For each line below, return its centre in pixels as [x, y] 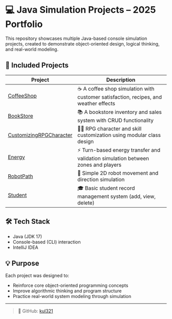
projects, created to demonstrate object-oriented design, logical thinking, [82, 43]
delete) [86, 202]
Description [121, 80]
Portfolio [24, 24]
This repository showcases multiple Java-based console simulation [76, 38]
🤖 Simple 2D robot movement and [118, 173]
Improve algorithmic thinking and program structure [67, 291]
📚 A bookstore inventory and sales [120, 112]
